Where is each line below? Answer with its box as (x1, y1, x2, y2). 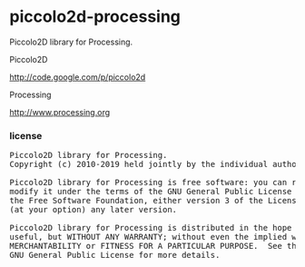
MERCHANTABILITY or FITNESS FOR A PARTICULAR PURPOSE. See (9, 241, 283, 252)
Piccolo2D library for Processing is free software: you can (9, 177, 288, 188)
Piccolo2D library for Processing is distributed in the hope (9, 222, 292, 233)
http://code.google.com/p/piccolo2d (9, 71, 146, 83)
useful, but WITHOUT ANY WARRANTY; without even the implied (9, 232, 288, 242)
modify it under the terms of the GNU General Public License (9, 186, 292, 197)
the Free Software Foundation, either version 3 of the (9, 195, 263, 206)
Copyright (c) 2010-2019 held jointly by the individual (9, 159, 269, 170)
